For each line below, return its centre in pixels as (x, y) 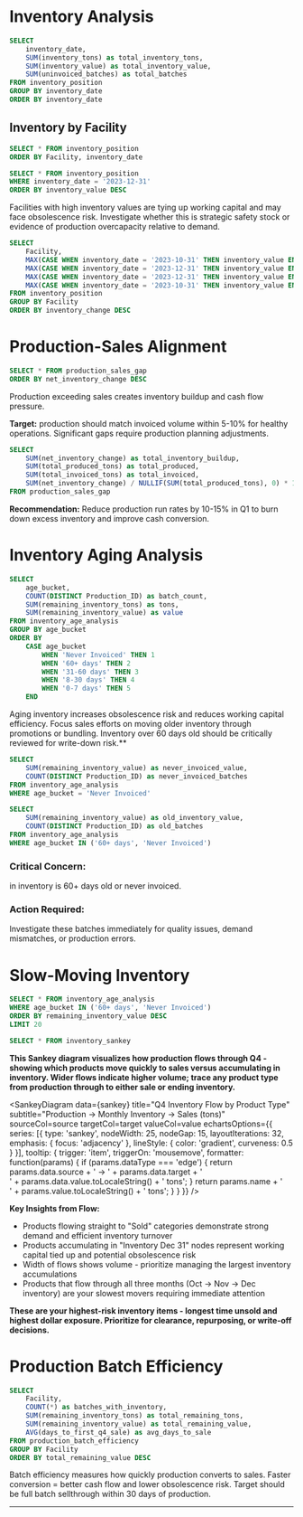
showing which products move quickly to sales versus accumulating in (145, 1068)
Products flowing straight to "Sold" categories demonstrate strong (145, 1226)
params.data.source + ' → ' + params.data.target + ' (106, 1172)
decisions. (29, 1330)
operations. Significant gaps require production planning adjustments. (139, 433)
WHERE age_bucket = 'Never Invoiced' (80, 793)
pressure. (27, 406)
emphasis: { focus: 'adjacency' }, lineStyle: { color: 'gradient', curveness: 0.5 (151, 1143)
